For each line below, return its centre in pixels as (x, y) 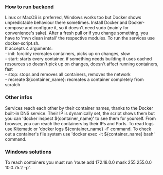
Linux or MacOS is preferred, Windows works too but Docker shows (73, 18)
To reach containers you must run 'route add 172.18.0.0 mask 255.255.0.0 (79, 162)
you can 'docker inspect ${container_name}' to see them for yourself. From (81, 118)
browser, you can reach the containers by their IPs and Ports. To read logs (80, 123)
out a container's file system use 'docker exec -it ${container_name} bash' (80, 134)
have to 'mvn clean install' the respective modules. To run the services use (80, 38)
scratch (13, 85)
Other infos (19, 97)
